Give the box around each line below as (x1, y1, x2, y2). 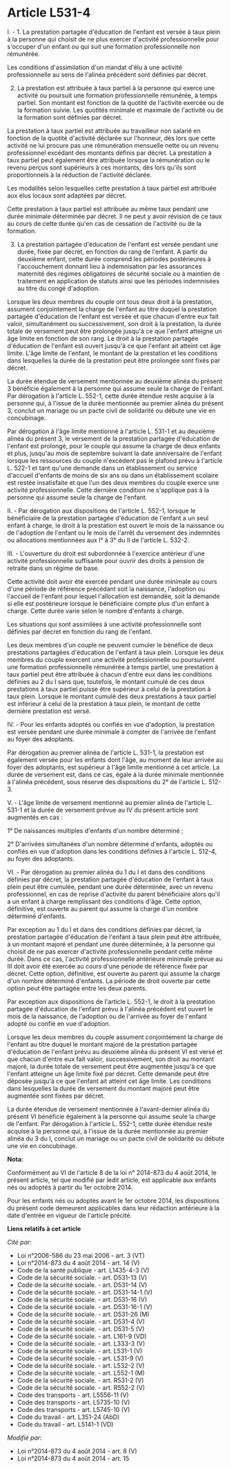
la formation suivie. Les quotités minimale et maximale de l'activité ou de (17, 106, 223, 114)
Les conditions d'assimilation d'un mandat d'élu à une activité (7, 63, 183, 71)
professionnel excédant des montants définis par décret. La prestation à (7, 149, 212, 157)
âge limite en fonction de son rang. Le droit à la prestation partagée (7, 334, 199, 343)
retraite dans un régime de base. (7, 564, 100, 572)
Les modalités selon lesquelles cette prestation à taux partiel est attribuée (7, 184, 217, 192)
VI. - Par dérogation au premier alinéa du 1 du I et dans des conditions (7, 868, 205, 876)
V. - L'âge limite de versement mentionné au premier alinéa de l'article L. (7, 798, 213, 806)
